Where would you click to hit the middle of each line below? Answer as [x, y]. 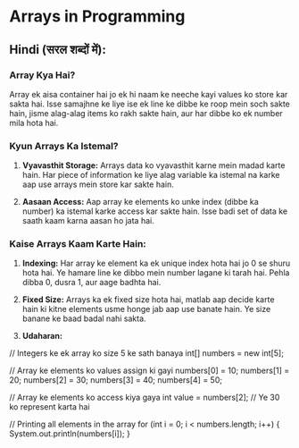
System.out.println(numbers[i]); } [70, 434]
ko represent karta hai [50, 407]
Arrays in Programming [97, 17]
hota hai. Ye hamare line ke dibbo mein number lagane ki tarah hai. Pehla [156, 273]
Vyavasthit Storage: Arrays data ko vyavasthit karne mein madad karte [154, 165]
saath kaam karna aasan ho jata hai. [88, 221]
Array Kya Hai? [42, 75]
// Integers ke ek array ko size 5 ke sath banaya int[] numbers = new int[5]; [146, 353]
